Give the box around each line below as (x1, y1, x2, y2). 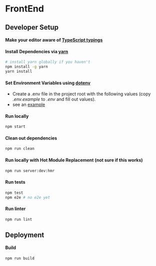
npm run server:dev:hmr (5, 168, 55, 173)
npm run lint (5, 217, 32, 222)
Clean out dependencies (5, 135, 57, 141)
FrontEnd (5, 3, 44, 15)
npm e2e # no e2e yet (5, 195, 50, 200)
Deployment (5, 230, 44, 239)
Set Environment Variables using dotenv (5, 80, 91, 86)
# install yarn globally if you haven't (5, 60, 91, 65)
